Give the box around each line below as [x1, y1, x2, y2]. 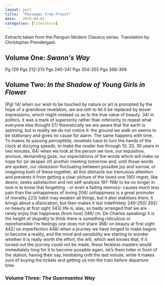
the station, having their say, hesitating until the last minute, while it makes [5, 252, 155, 258]
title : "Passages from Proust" [5, 12, 71, 17]
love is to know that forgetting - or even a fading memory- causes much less [5, 184, 160, 190]
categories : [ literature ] [5, 21, 58, 26]
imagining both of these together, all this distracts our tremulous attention [5, 169, 153, 175]
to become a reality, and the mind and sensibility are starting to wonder [5, 231, 149, 237]
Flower [5, 88, 27, 97]
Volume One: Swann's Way [5, 53, 90, 62]
